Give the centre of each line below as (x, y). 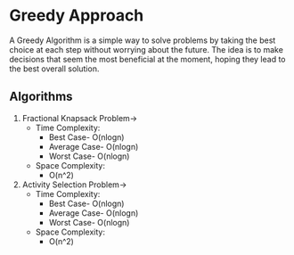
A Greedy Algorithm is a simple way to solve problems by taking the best (143, 40)
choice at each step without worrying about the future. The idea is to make (146, 49)
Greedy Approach (77, 16)
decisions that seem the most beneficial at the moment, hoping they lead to (148, 59)
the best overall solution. (54, 69)
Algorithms (41, 97)
